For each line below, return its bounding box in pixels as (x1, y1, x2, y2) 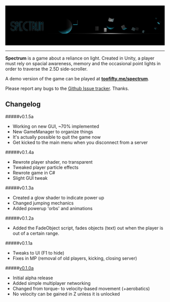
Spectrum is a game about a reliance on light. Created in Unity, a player (5, 55, 155, 61)
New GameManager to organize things (12, 128, 94, 134)
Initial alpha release (12, 275, 53, 281)
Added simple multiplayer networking (12, 280, 91, 286)
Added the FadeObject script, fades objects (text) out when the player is (12, 225, 163, 231)
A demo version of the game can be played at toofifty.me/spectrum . (5, 76, 149, 81)
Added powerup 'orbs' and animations (12, 205, 93, 211)
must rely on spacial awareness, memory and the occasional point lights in (5, 61, 161, 66)
